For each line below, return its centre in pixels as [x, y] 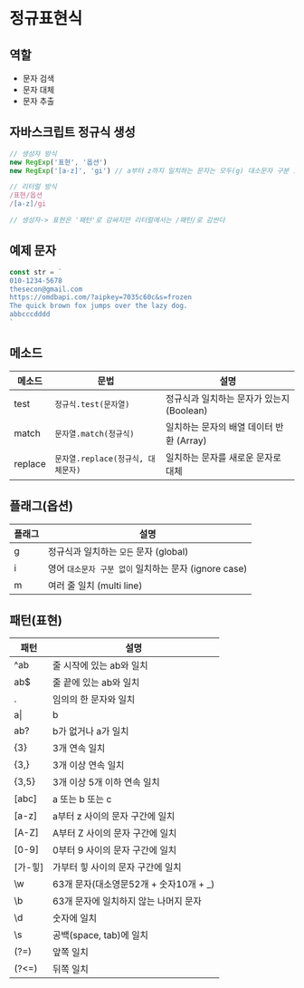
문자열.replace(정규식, [100, 458]
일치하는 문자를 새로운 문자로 [224, 457]
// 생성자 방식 [33, 154]
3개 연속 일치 [79, 749]
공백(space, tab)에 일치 [101, 935]
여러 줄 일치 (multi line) [95, 586]
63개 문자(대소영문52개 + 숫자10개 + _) [134, 885]
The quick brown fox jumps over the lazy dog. [99, 306]
